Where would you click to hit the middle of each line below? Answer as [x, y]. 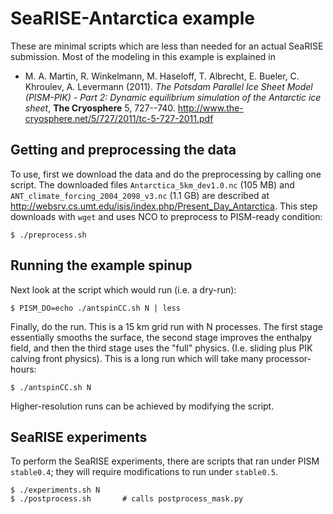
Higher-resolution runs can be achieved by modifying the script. [142, 406]
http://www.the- [210, 108]
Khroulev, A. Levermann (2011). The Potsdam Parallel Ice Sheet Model [168, 86]
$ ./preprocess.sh [48, 235]
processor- [288, 358]
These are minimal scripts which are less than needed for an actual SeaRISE [167, 46]
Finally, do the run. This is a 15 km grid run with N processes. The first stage [166, 326]
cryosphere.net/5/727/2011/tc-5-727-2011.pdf [119, 118]
